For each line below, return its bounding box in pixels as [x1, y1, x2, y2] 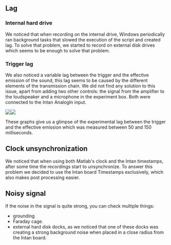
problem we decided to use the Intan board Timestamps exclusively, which [5, 169, 164, 175]
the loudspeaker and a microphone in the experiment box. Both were [5, 93, 150, 99]
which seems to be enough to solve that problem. [5, 47, 110, 53]
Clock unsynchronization [5, 145, 88, 153]
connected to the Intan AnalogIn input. [5, 99, 86, 105]
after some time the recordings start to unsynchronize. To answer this [5, 164, 153, 170]
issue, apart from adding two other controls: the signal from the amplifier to [5, 88, 165, 94]
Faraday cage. [12, 218, 44, 224]
